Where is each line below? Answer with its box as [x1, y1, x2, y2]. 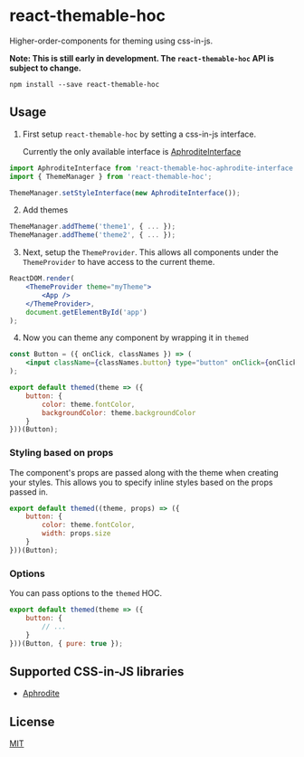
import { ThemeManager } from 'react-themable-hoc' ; [9, 172, 213, 181]
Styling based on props [9, 447, 114, 459]
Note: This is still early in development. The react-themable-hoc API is [9, 52, 274, 63]
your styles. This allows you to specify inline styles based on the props [9, 477, 273, 487]
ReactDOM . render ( [9, 274, 75, 283]
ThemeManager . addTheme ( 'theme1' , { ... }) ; [9, 222, 176, 232]
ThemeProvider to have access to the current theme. [22, 257, 215, 268]
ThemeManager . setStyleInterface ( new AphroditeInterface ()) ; [9, 188, 242, 197]
